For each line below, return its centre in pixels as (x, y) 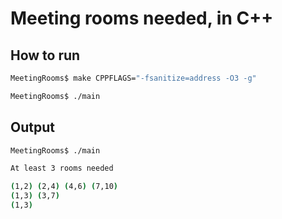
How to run (45, 55)
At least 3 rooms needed (62, 168)
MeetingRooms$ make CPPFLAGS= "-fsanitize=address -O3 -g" (133, 78)
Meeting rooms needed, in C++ (142, 18)
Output (32, 127)
